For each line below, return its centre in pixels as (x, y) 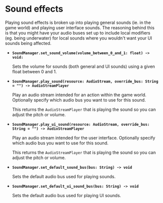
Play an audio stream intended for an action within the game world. (79, 95)
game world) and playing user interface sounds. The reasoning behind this (80, 27)
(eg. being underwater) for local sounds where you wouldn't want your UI (79, 38)
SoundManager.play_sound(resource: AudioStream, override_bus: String (85, 81)
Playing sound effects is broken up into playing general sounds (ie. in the (78, 22)
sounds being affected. (28, 43)
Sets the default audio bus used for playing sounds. (64, 176)
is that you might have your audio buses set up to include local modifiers (78, 33)
